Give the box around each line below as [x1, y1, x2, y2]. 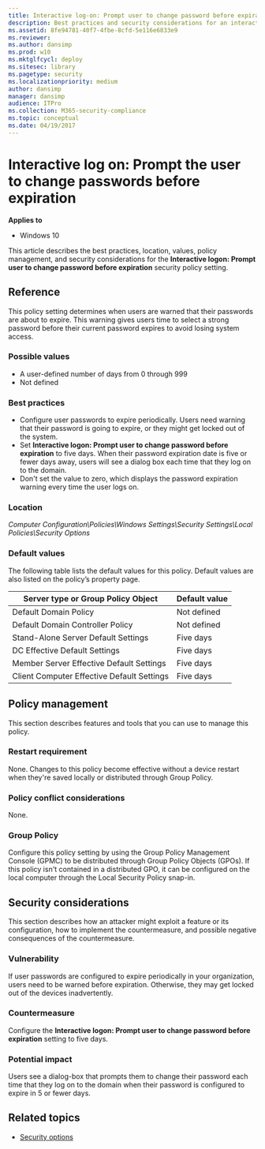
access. [8, 331, 34, 341]
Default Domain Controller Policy [12, 619, 133, 630]
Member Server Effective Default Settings [12, 657, 166, 668]
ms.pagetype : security [8, 70, 83, 78]
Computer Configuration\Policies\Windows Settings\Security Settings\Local [8, 520, 253, 530]
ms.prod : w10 [8, 48, 51, 56]
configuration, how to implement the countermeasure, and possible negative [8, 925, 257, 935]
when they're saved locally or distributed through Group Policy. [8, 773, 214, 782]
